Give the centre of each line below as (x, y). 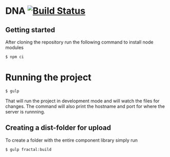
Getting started (30, 30)
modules (15, 48)
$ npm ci (15, 57)
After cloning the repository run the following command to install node (79, 42)
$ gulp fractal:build (29, 149)
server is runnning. (25, 111)
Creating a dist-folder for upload (58, 128)
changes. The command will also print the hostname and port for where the (85, 106)
